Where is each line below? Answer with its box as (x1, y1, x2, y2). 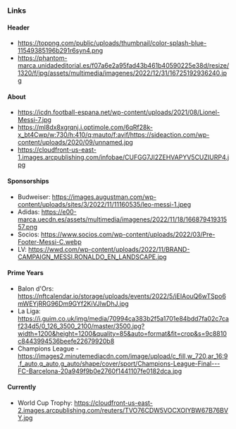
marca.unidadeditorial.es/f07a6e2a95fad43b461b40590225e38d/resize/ (17, 61, 230, 70)
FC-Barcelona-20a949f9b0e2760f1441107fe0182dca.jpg (17, 366, 182, 375)
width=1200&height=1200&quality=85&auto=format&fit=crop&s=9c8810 (17, 329, 228, 337)
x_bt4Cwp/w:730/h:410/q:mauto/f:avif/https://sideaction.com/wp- (17, 131, 210, 139)
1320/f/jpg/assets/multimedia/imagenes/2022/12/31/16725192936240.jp (17, 69, 228, 78)
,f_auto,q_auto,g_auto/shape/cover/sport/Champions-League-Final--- (17, 359, 221, 368)
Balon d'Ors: (17, 284, 54, 293)
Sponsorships (7, 176, 49, 185)
